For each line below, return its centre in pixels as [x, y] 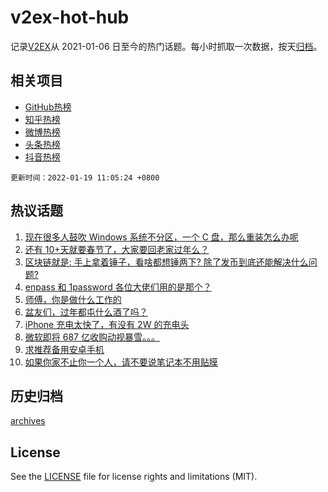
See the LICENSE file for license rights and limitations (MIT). [134, 477]
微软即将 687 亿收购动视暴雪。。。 [92, 337]
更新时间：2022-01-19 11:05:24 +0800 [85, 177]
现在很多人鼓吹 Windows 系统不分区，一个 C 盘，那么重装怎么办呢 [161, 237]
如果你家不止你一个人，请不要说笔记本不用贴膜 [121, 362]
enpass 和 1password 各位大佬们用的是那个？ [118, 287]
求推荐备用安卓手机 [64, 349]
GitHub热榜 [48, 107]
